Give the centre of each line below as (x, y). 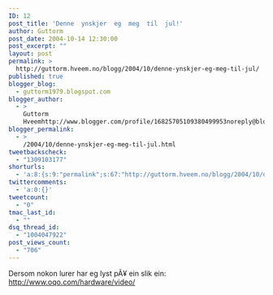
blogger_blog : (32, 84)
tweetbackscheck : (38, 152)
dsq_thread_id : (34, 228)
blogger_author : (36, 99)
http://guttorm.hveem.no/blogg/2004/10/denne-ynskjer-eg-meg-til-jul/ (138, 69)
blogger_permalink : (41, 129)
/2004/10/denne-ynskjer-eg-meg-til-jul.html (100, 144)
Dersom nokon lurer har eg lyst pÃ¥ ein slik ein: (87, 273)
